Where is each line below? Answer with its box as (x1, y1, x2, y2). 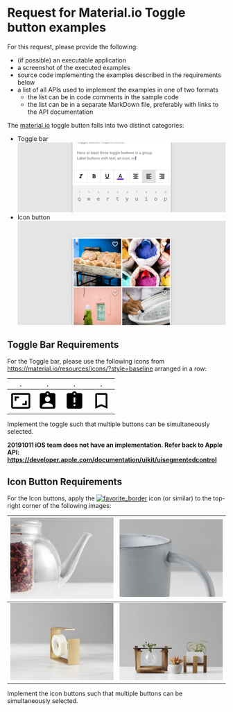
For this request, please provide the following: (7, 42, 139, 51)
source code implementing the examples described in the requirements (17, 71, 222, 79)
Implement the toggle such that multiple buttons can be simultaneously (7, 420, 210, 428)
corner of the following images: (21, 502, 112, 510)
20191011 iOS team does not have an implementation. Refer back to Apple (7, 441, 223, 449)
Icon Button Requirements (7, 475, 123, 487)
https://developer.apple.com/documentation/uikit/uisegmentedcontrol (7, 456, 217, 464)
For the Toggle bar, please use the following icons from (7, 357, 165, 366)
